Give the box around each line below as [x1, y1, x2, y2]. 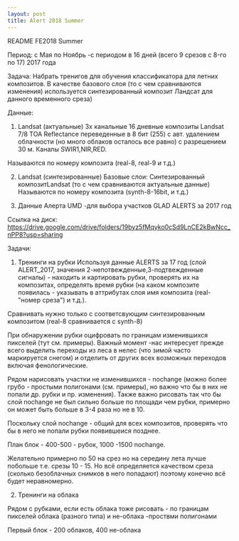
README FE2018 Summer [7, 36, 83, 45]
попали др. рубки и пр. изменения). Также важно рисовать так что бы [7, 389, 222, 399]
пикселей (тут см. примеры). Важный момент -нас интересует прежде [7, 338, 224, 347]
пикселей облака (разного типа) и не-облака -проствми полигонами [7, 512, 217, 520]
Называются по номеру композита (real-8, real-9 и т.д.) [7, 158, 176, 167]
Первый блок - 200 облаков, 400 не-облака [7, 525, 142, 534]
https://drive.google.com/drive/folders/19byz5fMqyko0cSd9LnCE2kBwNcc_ [7, 222, 231, 231]
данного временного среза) [7, 94, 92, 103]
